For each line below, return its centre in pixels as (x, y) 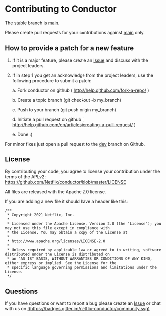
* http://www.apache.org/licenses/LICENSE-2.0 (56, 241)
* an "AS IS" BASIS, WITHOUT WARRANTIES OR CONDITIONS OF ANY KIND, (80, 258)
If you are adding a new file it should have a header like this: (67, 201)
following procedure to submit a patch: (52, 80)
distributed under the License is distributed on (58, 254)
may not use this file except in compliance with (58, 228)
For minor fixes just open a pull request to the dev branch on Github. (75, 144)
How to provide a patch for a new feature (70, 48)
